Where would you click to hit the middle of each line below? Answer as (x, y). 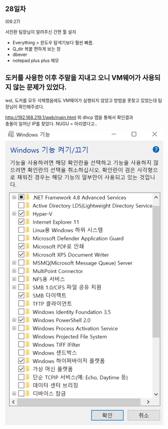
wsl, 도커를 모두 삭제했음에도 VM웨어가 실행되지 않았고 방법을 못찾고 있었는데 (81, 100)
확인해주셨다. (31, 107)
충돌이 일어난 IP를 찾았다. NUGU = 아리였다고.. (51, 123)
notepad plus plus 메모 (36, 60)
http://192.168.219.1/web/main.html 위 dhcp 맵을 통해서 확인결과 (69, 117)
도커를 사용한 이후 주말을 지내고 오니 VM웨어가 (73, 78)
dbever (20, 54)
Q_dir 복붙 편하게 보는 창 (37, 49)
